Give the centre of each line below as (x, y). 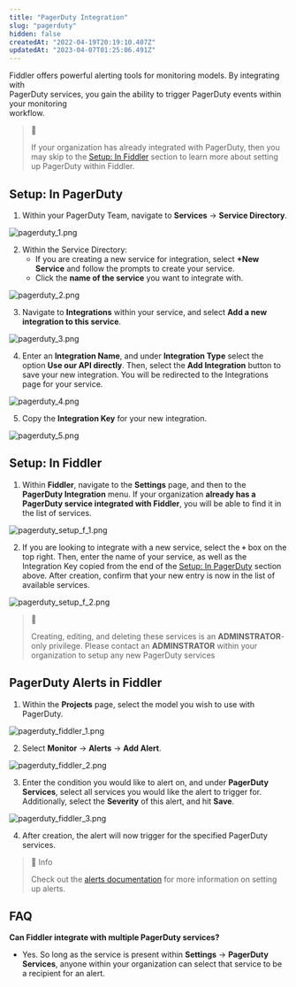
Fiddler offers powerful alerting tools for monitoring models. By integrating (144, 75)
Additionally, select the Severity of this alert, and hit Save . (128, 801)
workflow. (27, 113)
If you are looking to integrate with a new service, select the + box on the (154, 547)
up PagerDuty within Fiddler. (83, 166)
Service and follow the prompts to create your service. (135, 268)
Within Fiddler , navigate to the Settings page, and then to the (134, 484)
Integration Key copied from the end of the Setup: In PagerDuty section (152, 566)
